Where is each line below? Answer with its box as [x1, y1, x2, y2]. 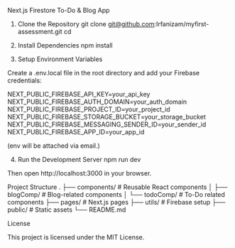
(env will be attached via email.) [7, 141, 101, 150]
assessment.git [17, 28, 62, 36]
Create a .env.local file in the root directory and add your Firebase [7, 69, 200, 77]
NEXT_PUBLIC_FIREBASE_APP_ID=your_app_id [7, 128, 145, 136]
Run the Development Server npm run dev [17, 156, 141, 163]
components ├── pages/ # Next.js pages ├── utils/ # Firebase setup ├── [7, 198, 226, 206]
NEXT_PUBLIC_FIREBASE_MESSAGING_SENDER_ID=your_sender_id [7, 120, 207, 129]
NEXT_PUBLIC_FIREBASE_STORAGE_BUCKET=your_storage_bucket [7, 113, 206, 121]
